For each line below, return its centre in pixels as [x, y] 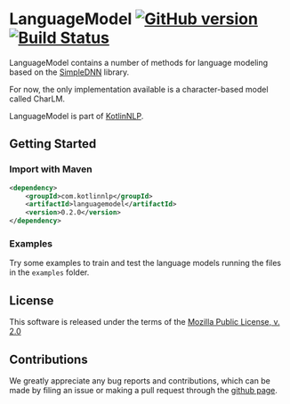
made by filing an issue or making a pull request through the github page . [144, 390]
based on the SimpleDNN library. [69, 72]
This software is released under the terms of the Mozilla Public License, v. [145, 322]
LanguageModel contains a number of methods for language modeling [139, 62]
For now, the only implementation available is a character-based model [139, 89]
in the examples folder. [49, 272]
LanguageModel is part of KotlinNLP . [77, 116]
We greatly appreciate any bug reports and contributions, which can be [140, 380]
